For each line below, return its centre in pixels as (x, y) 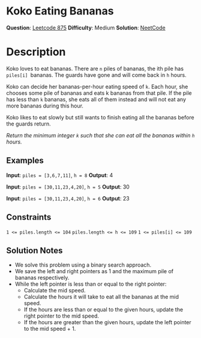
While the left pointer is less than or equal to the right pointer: (91, 284)
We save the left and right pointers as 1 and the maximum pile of (94, 271)
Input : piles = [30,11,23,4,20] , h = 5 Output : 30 (68, 187)
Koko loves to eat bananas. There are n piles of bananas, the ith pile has (95, 68)
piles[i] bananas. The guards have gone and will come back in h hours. (97, 75)
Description (36, 52)
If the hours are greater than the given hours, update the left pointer (108, 322)
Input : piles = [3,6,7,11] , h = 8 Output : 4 (60, 175)
